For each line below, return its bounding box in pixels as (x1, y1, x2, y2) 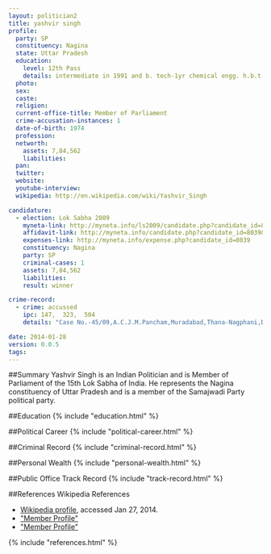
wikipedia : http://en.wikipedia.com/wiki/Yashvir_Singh (15, 191, 207, 200)
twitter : (15, 169, 45, 177)
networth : (15, 139, 48, 148)
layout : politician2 (8, 11, 78, 20)
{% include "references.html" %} (8, 538, 119, 548)
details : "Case (23, 319, 74, 327)
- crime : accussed (15, 303, 78, 311)
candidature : (8, 206, 52, 215)
